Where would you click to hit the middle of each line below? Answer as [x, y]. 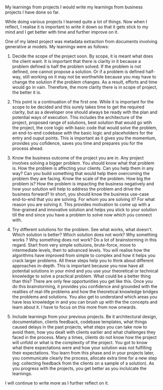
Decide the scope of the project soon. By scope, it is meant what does [82, 56]
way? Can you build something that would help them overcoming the [81, 173]
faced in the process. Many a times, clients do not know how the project [84, 337]
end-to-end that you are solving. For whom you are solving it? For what [83, 199]
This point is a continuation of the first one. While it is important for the [83, 102]
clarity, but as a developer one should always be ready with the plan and [85, 112]
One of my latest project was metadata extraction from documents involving [81, 41]
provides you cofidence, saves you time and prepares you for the [77, 143]
